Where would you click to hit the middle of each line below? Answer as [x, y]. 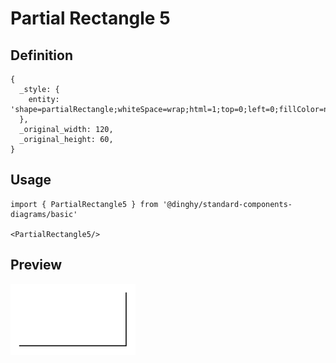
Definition [41, 55]
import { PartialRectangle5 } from [84, 204]
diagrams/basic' [44, 214]
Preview [36, 265]
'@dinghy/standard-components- [227, 204]
